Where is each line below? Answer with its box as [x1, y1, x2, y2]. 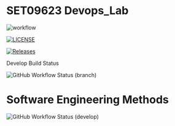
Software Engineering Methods [6, 93, 169, 107]
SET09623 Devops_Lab [6, 4, 129, 18]
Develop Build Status [6, 59, 60, 67]
